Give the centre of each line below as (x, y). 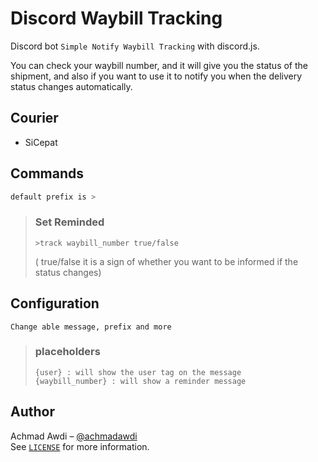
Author (32, 412)
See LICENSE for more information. (80, 446)
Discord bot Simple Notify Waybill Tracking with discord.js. (135, 46)
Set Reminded (69, 222)
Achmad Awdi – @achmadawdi (74, 436)
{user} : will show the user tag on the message (138, 372)
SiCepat (41, 142)
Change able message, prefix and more (91, 327)
